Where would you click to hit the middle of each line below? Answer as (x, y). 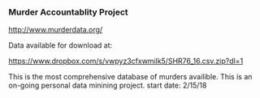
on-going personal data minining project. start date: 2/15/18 (108, 85)
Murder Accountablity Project (68, 12)
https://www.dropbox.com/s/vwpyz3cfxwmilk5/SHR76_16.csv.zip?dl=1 (126, 61)
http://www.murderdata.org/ (56, 30)
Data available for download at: (61, 45)
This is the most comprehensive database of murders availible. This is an (130, 77)
